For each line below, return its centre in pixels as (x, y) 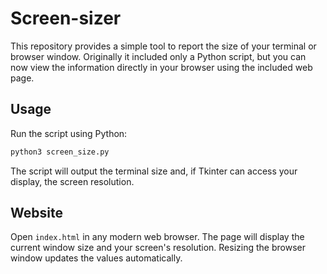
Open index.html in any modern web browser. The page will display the (157, 237)
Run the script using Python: (69, 133)
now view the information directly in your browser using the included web (161, 67)
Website (36, 213)
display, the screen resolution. (72, 181)
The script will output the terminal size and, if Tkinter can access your (154, 171)
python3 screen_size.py (60, 152)
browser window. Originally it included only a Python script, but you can (158, 56)
